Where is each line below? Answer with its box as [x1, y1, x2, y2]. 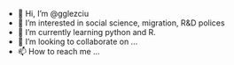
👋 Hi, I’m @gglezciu [17, 9, 90, 18]
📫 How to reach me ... [17, 47, 100, 56]
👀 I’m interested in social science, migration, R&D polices [17, 18, 225, 28]
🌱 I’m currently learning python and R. [17, 27, 157, 37]
